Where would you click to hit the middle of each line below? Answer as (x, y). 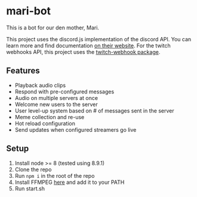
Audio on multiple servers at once (56, 98)
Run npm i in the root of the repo (55, 175)
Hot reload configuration (45, 123)
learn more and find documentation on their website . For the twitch (89, 46)
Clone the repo (33, 169)
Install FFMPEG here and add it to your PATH (70, 182)
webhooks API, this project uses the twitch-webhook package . (83, 51)
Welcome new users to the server (56, 104)
